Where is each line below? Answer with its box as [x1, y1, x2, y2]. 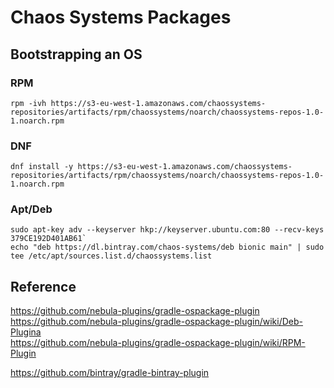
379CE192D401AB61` [10, 234, 87, 244]
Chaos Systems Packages [10, 6, 232, 29]
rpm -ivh [10, 98, 47, 108]
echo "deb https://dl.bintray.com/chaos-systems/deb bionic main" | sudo [10, 242, 325, 253]
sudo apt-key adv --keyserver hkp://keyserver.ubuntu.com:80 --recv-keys [10, 225, 325, 235]
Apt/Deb [10, 202, 53, 216]
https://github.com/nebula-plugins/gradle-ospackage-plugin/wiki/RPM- [10, 337, 306, 349]
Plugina [10, 326, 42, 338]
